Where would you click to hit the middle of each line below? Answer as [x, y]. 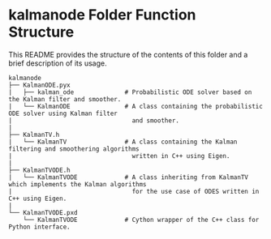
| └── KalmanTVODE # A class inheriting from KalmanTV [129, 177]
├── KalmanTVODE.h [39, 170]
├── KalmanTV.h [34, 134]
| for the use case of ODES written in [134, 191]
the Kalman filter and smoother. [65, 99]
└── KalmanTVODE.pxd [43, 212]
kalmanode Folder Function [102, 15]
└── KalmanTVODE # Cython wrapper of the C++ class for [141, 220]
